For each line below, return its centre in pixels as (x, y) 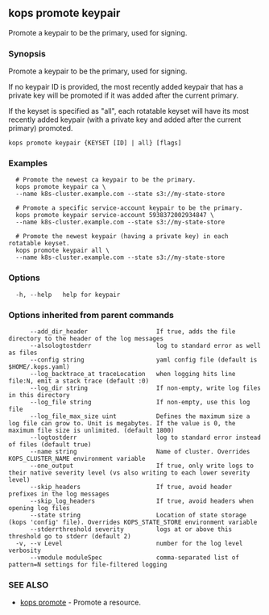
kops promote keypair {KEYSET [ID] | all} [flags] (95, 143)
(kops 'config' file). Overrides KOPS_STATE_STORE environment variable (133, 522)
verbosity (25, 550)
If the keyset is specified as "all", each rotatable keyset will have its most (129, 111)
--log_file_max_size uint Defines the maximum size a (140, 416)
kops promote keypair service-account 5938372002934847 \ (115, 215)
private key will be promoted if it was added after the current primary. (124, 95)
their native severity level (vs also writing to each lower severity (129, 473)
